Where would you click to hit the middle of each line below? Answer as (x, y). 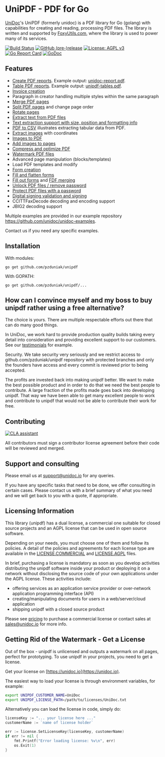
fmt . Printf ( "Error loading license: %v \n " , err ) (65, 741)
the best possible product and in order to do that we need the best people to (82, 385)
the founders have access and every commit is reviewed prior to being (77, 365)
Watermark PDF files (33, 154)
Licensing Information (40, 511)
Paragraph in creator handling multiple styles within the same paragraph (85, 96)
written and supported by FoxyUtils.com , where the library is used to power (82, 33)
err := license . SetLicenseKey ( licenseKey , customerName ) (65, 732)
